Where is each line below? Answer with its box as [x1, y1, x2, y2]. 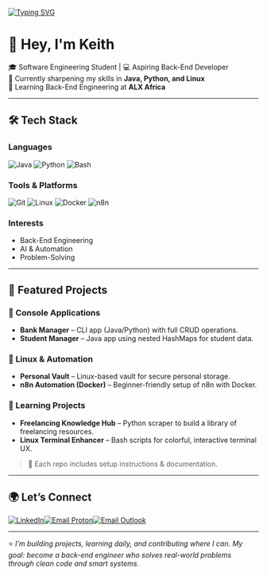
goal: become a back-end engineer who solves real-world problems [8, 551, 232, 560]
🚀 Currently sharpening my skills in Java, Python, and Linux [8, 73, 205, 83]
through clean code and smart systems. [8, 558, 140, 569]
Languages [8, 142, 53, 153]
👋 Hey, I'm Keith [8, 36, 115, 53]
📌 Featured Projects [8, 283, 108, 296]
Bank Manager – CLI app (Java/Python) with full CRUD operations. [19, 325, 238, 335]
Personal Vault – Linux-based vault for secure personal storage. [19, 371, 230, 382]
